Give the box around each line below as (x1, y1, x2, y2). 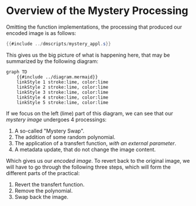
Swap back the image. (14, 193, 69, 200)
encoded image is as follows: (6, 29, 77, 36)
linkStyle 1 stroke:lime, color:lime (16, 79, 109, 85)
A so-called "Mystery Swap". (14, 127, 85, 134)
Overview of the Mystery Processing (6, 4, 188, 18)
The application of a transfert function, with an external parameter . (14, 139, 177, 146)
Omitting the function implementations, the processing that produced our (6, 23, 183, 30)
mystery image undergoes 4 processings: (6, 116, 107, 123)
